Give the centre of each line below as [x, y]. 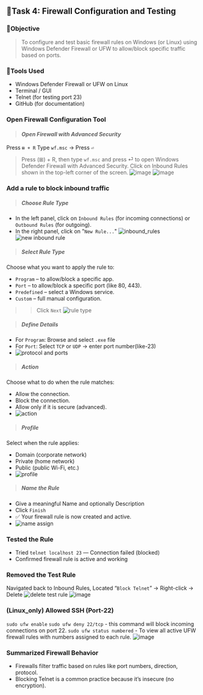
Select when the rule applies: [43, 443]
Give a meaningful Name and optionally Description [80, 503]
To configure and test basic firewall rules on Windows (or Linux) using [109, 42]
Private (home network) [45, 461]
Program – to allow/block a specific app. [64, 279]
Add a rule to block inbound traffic [58, 188]
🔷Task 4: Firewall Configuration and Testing [91, 11]
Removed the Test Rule [41, 575]
